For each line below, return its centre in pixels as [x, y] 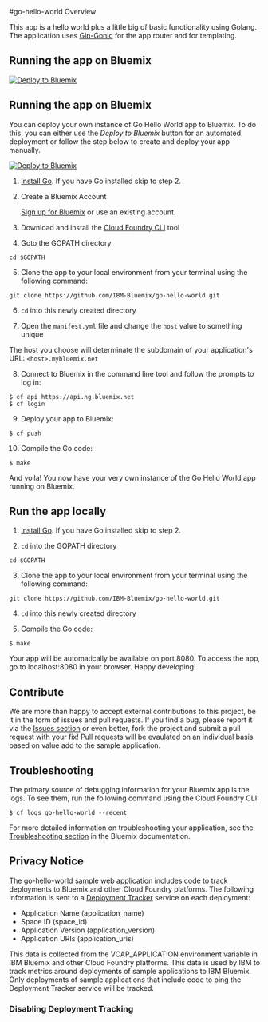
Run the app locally [58, 511]
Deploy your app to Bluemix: [67, 418]
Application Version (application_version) [88, 930]
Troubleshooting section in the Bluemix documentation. [100, 836]
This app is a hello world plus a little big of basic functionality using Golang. [133, 27]
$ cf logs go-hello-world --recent [68, 813]
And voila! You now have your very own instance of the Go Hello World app [132, 477]
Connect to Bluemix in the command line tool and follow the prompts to [137, 373]
